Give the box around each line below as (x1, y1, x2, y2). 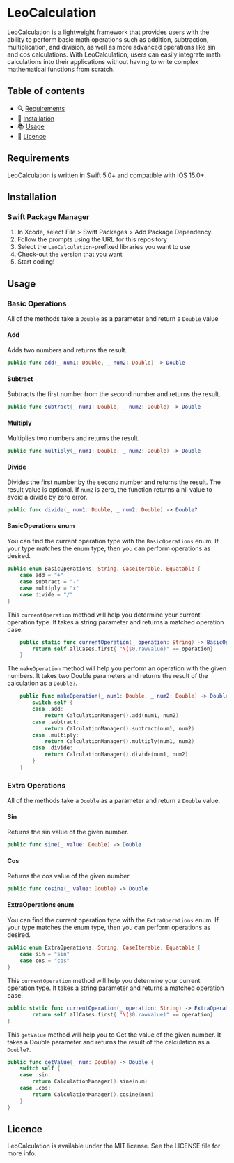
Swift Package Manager (7, 211, 90, 221)
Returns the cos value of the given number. (7, 872, 131, 880)
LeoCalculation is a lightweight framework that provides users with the (7, 28, 210, 36)
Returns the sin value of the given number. (7, 828, 129, 836)
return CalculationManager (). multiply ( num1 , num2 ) (44, 738, 195, 745)
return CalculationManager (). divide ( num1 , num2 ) (44, 751, 189, 758)
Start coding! (17, 257, 55, 266)
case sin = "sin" (19, 951, 70, 958)
